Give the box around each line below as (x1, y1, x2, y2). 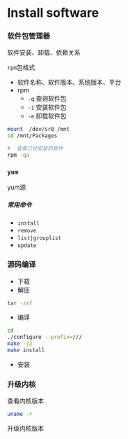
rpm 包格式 (7, 63, 35, 71)
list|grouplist (17, 235, 62, 242)
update (17, 242, 37, 249)
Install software (7, 5, 99, 21)
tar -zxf (7, 300, 33, 307)
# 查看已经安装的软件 (7, 145, 64, 152)
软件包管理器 (7, 32, 51, 41)
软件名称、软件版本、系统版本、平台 (17, 78, 122, 87)
